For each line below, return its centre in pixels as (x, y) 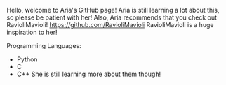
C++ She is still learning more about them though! (89, 74)
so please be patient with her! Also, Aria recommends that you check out (112, 17)
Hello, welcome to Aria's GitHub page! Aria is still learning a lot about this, (113, 10)
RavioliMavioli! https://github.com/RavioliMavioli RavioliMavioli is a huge (110, 25)
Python (27, 59)
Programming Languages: (44, 46)
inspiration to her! (32, 32)
